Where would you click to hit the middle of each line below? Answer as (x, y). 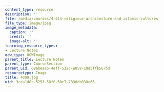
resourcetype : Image (26, 73)
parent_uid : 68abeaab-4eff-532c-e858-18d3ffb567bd (58, 69)
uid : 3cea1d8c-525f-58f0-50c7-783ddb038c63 (50, 82)
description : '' (21, 14)
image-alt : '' (24, 41)
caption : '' (22, 32)
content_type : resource (29, 9)
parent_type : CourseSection (34, 64)
